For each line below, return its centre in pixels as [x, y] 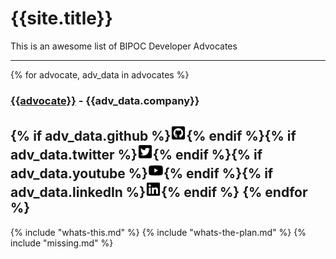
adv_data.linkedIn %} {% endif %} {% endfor [159, 192]
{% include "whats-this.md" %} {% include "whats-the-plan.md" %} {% [158, 232]
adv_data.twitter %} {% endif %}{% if [136, 155]
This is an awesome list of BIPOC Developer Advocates [124, 46]
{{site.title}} [61, 18]
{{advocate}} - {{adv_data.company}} [105, 100]
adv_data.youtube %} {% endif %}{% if [142, 173]
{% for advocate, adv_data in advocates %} [100, 74]
